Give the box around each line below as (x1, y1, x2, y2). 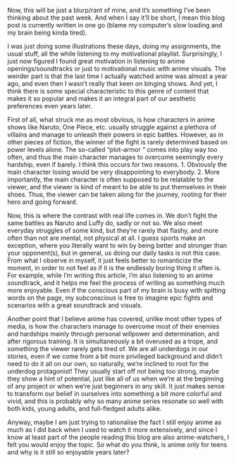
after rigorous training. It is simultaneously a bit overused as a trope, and (7, 337, 218, 345)
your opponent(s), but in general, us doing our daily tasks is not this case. (7, 249, 221, 257)
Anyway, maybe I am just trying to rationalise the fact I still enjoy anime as (7, 418, 222, 426)
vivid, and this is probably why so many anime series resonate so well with (7, 397, 224, 405)
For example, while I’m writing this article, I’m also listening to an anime (7, 271, 213, 279)
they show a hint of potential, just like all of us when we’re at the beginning (7, 374, 224, 383)
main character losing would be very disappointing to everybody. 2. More (7, 168, 221, 176)
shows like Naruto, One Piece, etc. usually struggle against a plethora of (7, 123, 217, 131)
